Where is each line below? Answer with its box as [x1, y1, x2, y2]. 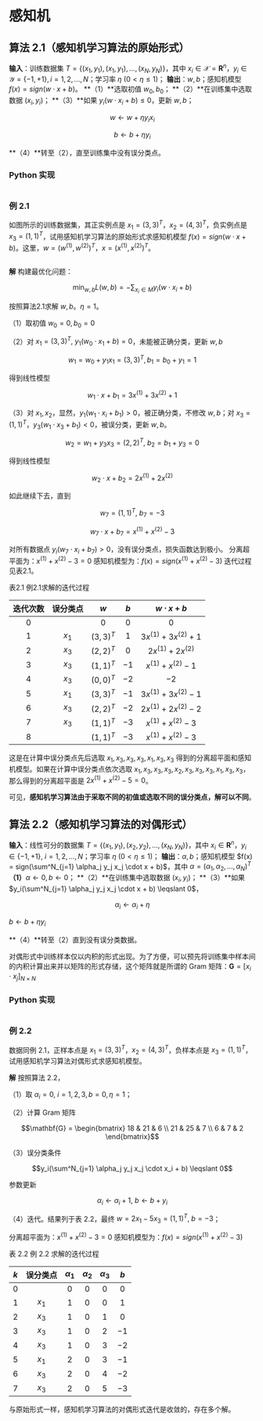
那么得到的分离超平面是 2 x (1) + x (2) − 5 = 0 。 [9, 774, 153, 785]
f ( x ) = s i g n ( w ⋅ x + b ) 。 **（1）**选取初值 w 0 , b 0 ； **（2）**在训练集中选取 [9, 84, 253, 96]
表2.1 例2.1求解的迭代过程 [9, 583, 90, 592]
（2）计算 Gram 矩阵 [9, 1108, 77, 1117]
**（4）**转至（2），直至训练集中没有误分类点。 [9, 148, 165, 157]
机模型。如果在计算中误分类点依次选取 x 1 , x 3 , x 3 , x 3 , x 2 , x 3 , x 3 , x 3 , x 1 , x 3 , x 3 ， [9, 765, 250, 776]
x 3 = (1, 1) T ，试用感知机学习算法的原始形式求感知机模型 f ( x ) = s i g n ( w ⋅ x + [9, 230, 247, 243]
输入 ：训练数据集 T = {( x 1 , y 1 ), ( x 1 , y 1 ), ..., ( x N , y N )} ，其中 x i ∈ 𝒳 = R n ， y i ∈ [9, 62, 247, 75]
